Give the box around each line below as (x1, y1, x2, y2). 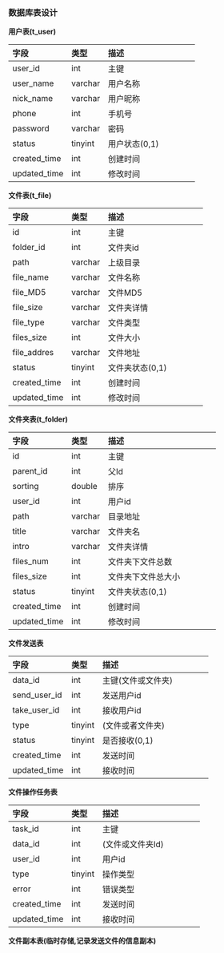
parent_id (12, 466, 48, 477)
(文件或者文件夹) (102, 720, 166, 731)
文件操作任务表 (8, 787, 58, 797)
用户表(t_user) (8, 26, 56, 37)
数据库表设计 (8, 6, 58, 18)
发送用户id (102, 690, 142, 701)
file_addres (12, 347, 54, 358)
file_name (12, 272, 50, 283)
